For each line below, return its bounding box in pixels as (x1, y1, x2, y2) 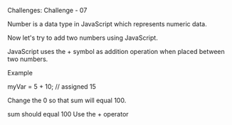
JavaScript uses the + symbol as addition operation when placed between (7, 48, 226, 55)
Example (7, 69, 33, 77)
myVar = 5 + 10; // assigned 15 (7, 82, 96, 91)
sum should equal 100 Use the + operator (7, 110, 130, 118)
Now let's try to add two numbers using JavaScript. (7, 33, 158, 42)
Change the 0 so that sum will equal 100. (7, 96, 127, 104)
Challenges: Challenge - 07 (7, 6, 88, 14)
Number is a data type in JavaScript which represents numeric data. (7, 20, 208, 28)
